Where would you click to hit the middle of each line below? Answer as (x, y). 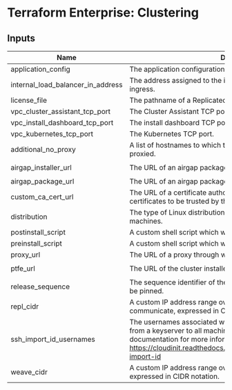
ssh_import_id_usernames (53, 339)
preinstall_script (36, 243)
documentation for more (169, 339)
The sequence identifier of (172, 282)
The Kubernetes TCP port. (172, 134)
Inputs (21, 38)
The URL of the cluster (166, 269)
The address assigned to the (176, 80)
